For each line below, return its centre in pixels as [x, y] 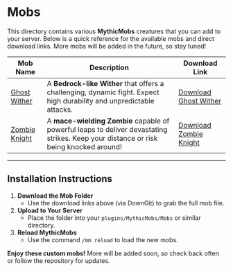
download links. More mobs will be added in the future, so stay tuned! [107, 46]
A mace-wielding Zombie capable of [108, 121]
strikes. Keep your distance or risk [102, 138]
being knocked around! [85, 146]
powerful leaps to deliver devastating [107, 129]
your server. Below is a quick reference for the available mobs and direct [111, 38]
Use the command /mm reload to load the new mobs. [103, 239]
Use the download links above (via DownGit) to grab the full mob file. [126, 203]
